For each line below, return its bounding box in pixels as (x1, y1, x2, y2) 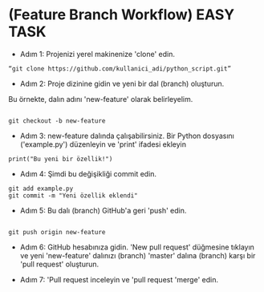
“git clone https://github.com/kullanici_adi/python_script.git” (8, 64, 231, 73)
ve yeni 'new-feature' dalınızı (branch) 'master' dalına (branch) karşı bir (19, 250, 256, 260)
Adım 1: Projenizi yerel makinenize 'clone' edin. (19, 49, 175, 59)
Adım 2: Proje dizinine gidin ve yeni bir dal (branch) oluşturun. (19, 79, 225, 88)
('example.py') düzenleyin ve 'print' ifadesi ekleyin (19, 139, 187, 149)
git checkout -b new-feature (8, 116, 106, 125)
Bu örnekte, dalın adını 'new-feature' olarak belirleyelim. (8, 94, 193, 103)
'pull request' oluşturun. (19, 259, 100, 269)
